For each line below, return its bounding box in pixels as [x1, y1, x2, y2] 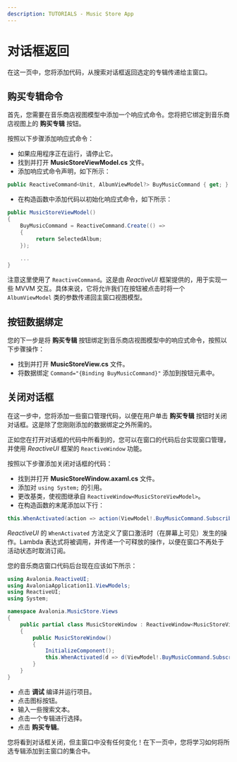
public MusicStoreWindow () [32, 634, 112, 641]
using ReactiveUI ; [7, 589, 61, 596]
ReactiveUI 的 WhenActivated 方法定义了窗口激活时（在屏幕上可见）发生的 [7, 529, 221, 537]
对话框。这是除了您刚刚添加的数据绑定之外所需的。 [7, 420, 156, 429]
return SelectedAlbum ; [35, 235, 102, 243]
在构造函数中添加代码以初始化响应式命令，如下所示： [17, 195, 173, 204]
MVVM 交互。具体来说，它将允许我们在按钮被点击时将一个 [15, 284, 186, 293]
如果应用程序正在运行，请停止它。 [17, 149, 117, 158]
